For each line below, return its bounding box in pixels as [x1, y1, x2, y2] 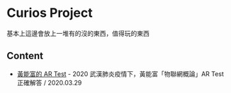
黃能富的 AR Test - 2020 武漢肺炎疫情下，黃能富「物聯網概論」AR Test [16, 69, 225, 78]
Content [6, 50, 44, 62]
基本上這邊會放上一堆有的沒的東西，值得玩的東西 [6, 29, 150, 37]
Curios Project [6, 5, 93, 21]
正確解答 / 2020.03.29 [16, 78, 82, 87]
